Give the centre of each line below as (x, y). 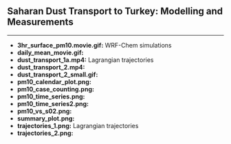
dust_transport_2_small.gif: (57, 74)
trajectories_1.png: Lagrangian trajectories (78, 125)
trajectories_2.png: (45, 133)
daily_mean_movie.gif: (50, 52)
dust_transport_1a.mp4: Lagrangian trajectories (85, 60)
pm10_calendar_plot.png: (54, 81)
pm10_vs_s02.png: (44, 111)
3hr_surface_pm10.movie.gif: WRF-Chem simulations (94, 45)
